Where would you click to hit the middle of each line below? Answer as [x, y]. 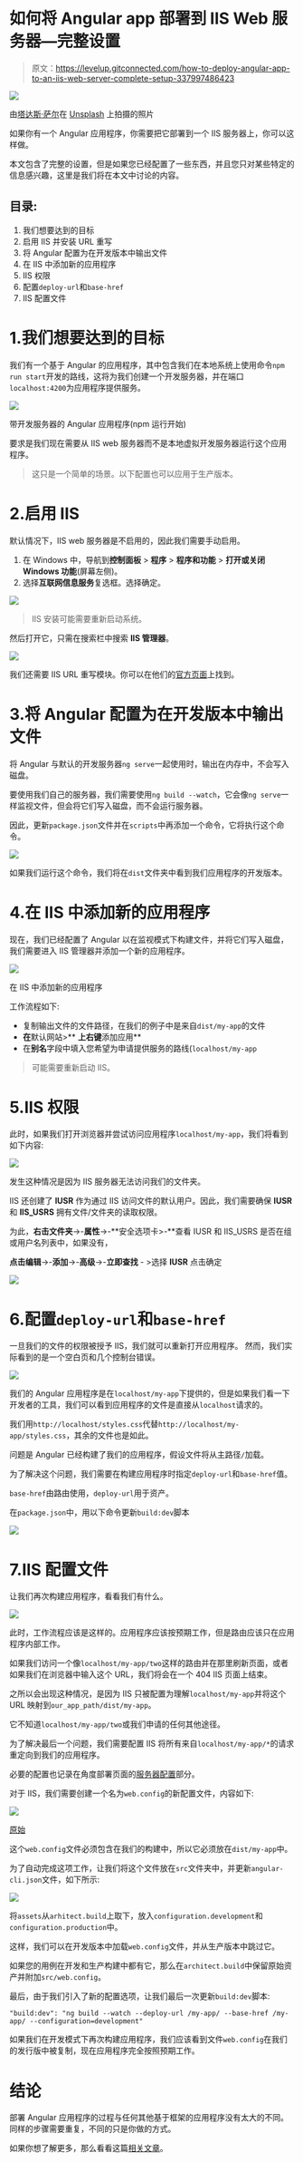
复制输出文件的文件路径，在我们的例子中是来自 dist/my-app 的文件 [144, 1025]
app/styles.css [38, 1436]
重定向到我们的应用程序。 [57, 1755]
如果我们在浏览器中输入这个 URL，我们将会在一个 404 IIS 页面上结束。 [141, 1674]
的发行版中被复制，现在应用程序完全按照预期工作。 [104, 2051]
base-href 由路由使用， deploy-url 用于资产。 [92, 1493]
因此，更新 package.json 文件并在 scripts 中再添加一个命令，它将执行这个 [143, 825]
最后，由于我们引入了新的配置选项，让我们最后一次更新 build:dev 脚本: [140, 1996]
